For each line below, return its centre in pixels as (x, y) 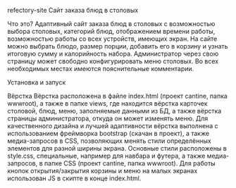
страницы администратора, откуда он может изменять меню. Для (108, 118)
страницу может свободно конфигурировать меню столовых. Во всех (113, 61)
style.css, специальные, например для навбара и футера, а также (106, 156)
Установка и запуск (37, 82)
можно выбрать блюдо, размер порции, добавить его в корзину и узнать (118, 46)
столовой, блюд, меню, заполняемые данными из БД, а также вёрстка (114, 111)
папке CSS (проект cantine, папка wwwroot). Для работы (130, 163)
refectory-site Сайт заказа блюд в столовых (73, 10)
